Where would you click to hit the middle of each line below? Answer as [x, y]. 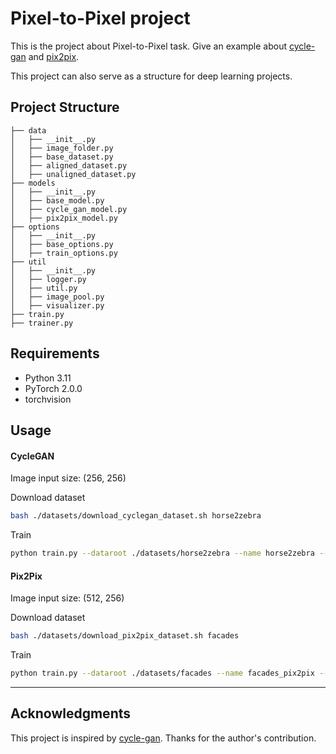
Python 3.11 [48, 378]
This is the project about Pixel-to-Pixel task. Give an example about [149, 46]
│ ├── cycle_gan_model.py [69, 209]
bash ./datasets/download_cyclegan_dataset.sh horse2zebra [136, 516]
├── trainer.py [42, 323]
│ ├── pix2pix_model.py [64, 218]
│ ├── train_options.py [64, 253]
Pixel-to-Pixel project [100, 18]
